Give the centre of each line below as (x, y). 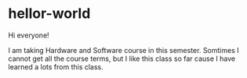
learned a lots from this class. (56, 66)
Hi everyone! (29, 35)
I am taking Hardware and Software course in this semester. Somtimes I (123, 50)
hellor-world (49, 14)
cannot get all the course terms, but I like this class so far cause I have (122, 58)
